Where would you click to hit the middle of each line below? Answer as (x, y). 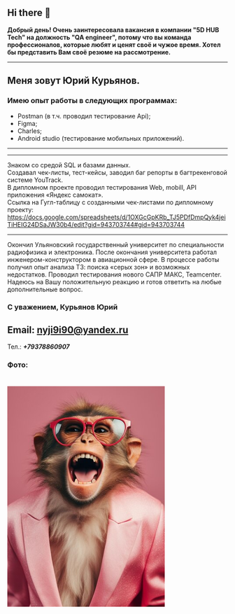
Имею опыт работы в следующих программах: (92, 101)
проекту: (20, 209)
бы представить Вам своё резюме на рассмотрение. (89, 52)
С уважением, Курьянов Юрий (63, 307)
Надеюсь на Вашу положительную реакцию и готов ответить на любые (114, 281)
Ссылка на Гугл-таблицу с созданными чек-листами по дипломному (111, 202)
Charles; (29, 131)
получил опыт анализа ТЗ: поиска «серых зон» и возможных (99, 267)
